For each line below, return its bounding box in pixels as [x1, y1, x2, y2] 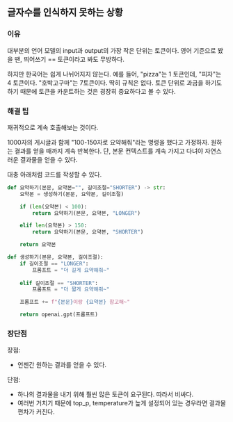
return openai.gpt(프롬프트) [19, 311, 99, 318]
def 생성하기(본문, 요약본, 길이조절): [7, 254, 104, 261]
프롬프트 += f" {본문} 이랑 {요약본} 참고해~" [19, 298, 131, 306]
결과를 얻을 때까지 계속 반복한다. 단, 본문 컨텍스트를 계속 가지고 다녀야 [14, 147, 204, 155]
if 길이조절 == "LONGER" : [19, 260, 89, 267]
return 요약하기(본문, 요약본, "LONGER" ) [32, 209, 141, 217]
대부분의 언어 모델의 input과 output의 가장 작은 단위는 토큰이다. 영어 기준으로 [7, 46, 216, 54]
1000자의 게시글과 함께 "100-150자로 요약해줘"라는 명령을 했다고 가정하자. [7, 138, 210, 146]
